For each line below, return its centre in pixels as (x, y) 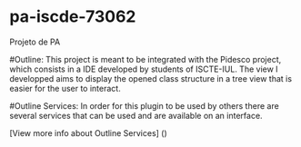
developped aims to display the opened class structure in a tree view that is (151, 78)
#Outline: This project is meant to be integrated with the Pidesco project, (145, 59)
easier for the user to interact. (65, 88)
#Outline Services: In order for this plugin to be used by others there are (144, 105)
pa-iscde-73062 (73, 17)
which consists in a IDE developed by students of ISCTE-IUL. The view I (144, 69)
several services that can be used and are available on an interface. (136, 115)
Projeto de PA (35, 42)
